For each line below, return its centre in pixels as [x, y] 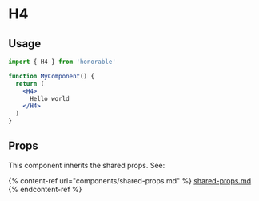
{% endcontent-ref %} [45, 189]
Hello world [49, 98]
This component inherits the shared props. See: [87, 165]
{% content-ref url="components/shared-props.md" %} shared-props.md [130, 180]
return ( [30, 84]
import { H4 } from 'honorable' [62, 62]
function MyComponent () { [51, 76]
